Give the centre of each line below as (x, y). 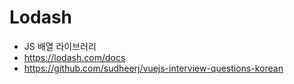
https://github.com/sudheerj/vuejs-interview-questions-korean (153, 68)
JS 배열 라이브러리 (60, 46)
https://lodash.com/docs (74, 57)
